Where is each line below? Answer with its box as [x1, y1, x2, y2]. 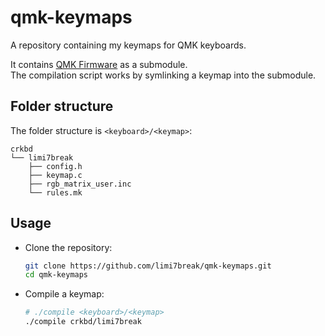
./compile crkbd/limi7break [24, 317, 142, 327]
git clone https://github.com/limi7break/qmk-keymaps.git [24, 261, 272, 271]
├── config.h [28, 161, 83, 171]
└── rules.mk [28, 187, 83, 198]
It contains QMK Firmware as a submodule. [10, 58, 188, 70]
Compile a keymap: [24, 288, 105, 300]
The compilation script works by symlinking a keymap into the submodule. [10, 69, 317, 81]
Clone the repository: [24, 241, 113, 253]
